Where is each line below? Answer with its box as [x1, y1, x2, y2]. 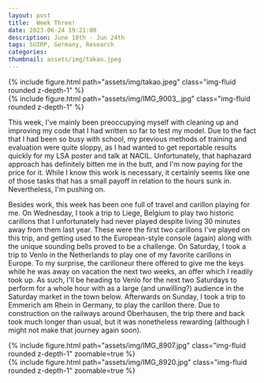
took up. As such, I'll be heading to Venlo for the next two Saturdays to [8, 275, 238, 284]
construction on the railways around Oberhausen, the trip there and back [8, 308, 245, 318]
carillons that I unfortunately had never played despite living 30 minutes [8, 216, 241, 225]
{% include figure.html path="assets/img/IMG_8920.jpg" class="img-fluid [8, 357, 247, 366]
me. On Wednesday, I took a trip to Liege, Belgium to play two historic [8, 208, 234, 218]
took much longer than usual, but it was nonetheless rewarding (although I [8, 317, 250, 326]
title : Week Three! [8, 19, 76, 27]
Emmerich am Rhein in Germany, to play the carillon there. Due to [8, 300, 221, 310]
